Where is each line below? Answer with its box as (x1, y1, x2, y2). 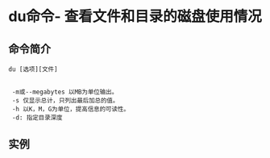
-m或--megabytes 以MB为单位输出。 (11, 88, 118, 96)
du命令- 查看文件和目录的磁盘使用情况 (8, 7, 262, 26)
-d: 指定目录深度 (11, 114, 63, 122)
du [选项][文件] (8, 65, 58, 73)
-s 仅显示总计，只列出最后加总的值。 (11, 97, 119, 105)
